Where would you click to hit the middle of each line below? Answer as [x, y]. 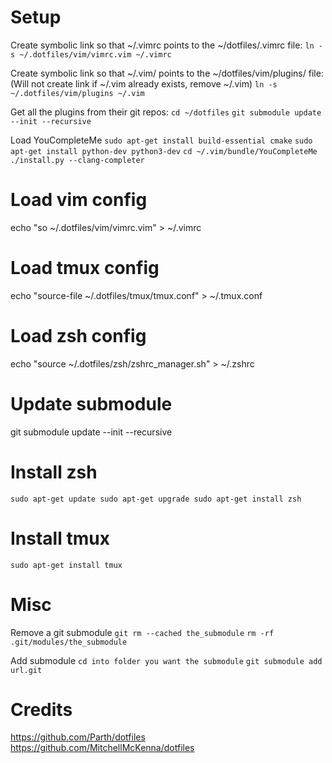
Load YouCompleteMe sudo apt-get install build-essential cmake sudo [161, 140]
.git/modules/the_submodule [69, 642]
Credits [41, 709]
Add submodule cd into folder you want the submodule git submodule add [166, 660]
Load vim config [79, 200]
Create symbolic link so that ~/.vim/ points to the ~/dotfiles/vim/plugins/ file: [167, 73]
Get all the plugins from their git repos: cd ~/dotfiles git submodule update [166, 112]
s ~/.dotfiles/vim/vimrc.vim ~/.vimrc [91, 54]
